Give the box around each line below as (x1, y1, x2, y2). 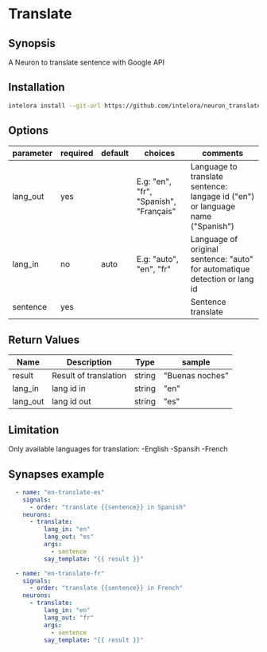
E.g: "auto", (136, 253, 179, 264)
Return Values (8, 333, 80, 346)
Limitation (8, 423, 60, 436)
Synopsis (8, 37, 56, 50)
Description (66, 357, 112, 368)
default (100, 147, 130, 158)
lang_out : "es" (43, 533, 94, 541)
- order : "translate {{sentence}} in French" (29, 584, 183, 592)
